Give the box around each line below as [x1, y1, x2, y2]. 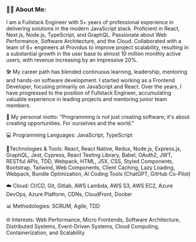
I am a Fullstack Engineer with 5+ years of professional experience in [6, 19, 174, 26]
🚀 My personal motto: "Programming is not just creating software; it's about [6, 114, 190, 121]
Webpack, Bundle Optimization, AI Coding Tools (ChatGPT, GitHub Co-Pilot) [6, 170, 191, 178]
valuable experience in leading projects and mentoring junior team [6, 96, 167, 103]
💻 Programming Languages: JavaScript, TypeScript [6, 131, 133, 138]
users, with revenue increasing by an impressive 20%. [6, 56, 138, 64]
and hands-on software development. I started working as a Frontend [6, 77, 175, 84]
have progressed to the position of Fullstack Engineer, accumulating [6, 89, 172, 96]
